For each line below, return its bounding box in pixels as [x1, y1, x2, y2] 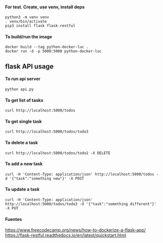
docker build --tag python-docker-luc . [5, 45, 89, 50]
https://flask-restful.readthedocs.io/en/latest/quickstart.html [5, 232, 126, 238]
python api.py [5, 87, 34, 92]
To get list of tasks [5, 97, 44, 103]
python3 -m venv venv [5, 15, 49, 20]
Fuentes [5, 216, 22, 222]
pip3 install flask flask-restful [5, 24, 76, 28]
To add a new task [5, 161, 43, 167]
